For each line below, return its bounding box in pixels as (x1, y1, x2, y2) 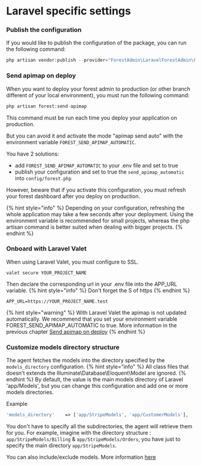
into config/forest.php (14, 174, 72, 181)
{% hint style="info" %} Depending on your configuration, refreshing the (6, 204, 185, 211)
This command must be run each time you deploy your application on (6, 114, 178, 121)
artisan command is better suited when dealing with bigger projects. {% (6, 223, 184, 231)
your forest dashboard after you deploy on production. (6, 192, 141, 199)
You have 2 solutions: (6, 150, 59, 157)
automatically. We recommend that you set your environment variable (6, 315, 178, 322)
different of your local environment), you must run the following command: (6, 91, 190, 98)
